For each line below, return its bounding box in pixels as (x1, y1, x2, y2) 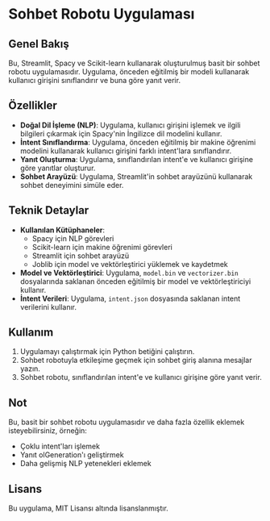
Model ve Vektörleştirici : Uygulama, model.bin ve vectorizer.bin (19, 268, 239, 277)
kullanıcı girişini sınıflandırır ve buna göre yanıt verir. (8, 76, 181, 85)
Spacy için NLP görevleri (31, 233, 114, 243)
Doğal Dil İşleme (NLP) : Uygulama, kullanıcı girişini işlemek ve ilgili (19, 120, 241, 130)
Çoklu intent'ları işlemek (19, 441, 101, 452)
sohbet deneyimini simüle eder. (19, 180, 124, 190)
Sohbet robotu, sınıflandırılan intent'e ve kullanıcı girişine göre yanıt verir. (19, 373, 262, 382)
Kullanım (8, 326, 54, 340)
